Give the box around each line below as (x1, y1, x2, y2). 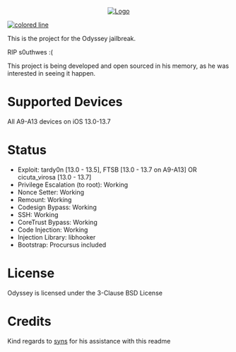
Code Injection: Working (17, 225, 88, 234)
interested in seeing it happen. (7, 69, 96, 77)
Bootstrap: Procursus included (17, 240, 107, 249)
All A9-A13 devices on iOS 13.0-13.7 (7, 117, 111, 126)
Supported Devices (7, 94, 123, 110)
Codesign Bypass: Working (17, 203, 97, 211)
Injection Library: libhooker (17, 233, 96, 241)
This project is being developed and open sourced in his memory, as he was (7, 61, 230, 70)
